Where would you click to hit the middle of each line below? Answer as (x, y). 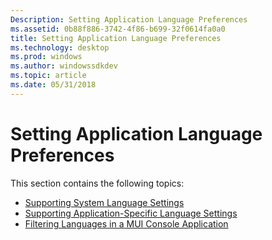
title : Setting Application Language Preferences (116, 38)
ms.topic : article (48, 76)
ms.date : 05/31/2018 (53, 85)
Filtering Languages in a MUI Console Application (126, 223)
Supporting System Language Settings (104, 202)
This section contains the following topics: (97, 183)
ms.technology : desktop (60, 47)
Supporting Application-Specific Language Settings (131, 213)
